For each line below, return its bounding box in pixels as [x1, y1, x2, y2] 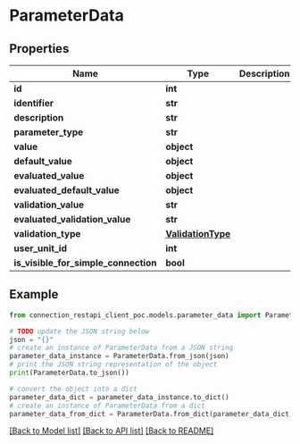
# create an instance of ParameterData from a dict [9, 401, 205, 410]
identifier [13, 97, 54, 109]
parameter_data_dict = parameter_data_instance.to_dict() [9, 392, 229, 402]
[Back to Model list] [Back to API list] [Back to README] [9, 425, 214, 436]
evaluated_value [13, 170, 85, 181]
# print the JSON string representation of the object [9, 360, 218, 369]
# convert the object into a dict [9, 384, 138, 393]
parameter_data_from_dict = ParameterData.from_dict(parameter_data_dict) [9, 409, 294, 418]
